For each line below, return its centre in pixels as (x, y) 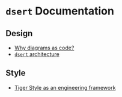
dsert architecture (37, 54)
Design (19, 33)
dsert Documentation (60, 11)
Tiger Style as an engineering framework (65, 87)
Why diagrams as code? (44, 48)
